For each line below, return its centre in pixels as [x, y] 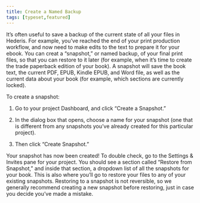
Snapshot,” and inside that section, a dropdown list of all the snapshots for [98, 168]
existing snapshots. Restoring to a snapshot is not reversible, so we [89, 181]
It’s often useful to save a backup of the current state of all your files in [93, 34]
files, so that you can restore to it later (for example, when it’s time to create [99, 60]
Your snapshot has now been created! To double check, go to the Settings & [100, 155]
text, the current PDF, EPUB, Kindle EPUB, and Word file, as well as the [93, 72]
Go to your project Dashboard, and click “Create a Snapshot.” [90, 108]
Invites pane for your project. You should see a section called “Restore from [99, 162]
